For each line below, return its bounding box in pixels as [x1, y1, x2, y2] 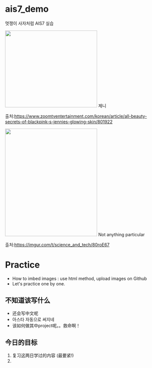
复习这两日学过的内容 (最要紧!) [12, 352, 74, 358]
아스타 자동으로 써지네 [12, 316, 55, 322]
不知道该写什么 [5, 296, 51, 305]
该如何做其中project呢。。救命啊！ [12, 322, 80, 328]
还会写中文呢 [12, 310, 38, 316]
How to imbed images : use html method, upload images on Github [12, 276, 147, 281]
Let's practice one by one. [12, 280, 65, 286]
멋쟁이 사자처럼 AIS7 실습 [5, 20, 54, 26]
